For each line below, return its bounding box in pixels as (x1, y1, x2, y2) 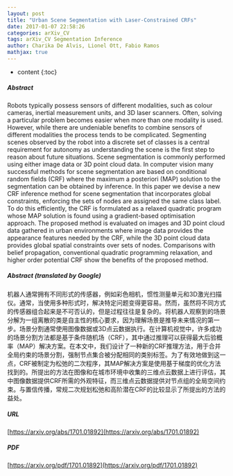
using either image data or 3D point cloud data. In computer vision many (7, 160, 214, 168)
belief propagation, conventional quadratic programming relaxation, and (7, 248, 213, 256)
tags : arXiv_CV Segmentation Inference (7, 36, 123, 43)
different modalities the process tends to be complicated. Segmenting (7, 130, 207, 139)
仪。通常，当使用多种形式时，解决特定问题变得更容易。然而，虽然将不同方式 (7, 299, 226, 307)
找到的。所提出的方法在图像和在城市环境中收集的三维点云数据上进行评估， (7, 368, 220, 376)
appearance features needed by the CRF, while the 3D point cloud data (7, 233, 210, 242)
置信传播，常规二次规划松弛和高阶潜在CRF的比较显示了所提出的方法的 (25, 385, 226, 394)
